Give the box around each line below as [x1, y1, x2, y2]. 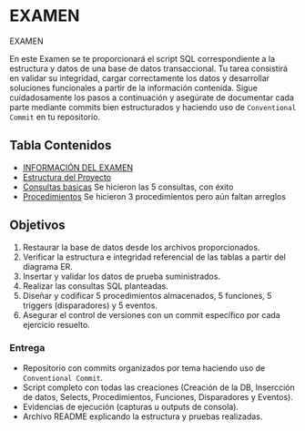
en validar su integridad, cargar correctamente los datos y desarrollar [9, 72, 270, 83]
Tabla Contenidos [9, 138, 112, 153]
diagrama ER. [22, 261, 73, 272]
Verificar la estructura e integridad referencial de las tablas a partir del [22, 251, 287, 262]
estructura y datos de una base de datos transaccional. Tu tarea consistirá [9, 63, 289, 74]
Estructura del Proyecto [22, 171, 112, 182]
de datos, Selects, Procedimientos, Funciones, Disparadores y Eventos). [22, 391, 293, 402]
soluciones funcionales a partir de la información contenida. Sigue [9, 82, 258, 93]
